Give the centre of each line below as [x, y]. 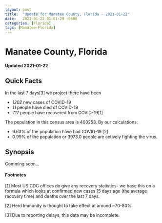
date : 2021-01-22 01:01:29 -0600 [41, 19]
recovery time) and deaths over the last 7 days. [52, 196]
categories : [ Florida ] [28, 23]
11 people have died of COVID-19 [45, 107]
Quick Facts [24, 81]
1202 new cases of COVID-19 [42, 102]
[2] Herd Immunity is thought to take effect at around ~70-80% [68, 205]
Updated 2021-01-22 [27, 65]
